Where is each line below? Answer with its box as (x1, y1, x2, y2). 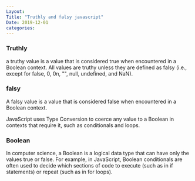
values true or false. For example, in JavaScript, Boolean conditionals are (6, 156, 183, 163)
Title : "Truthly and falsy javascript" (6, 14, 104, 20)
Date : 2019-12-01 (6, 19, 49, 25)
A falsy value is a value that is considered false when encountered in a (6, 98, 177, 105)
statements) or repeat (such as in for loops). (6, 168, 113, 176)
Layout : (6, 8, 25, 15)
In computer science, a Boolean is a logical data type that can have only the (6, 150, 190, 157)
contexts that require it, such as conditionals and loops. (6, 121, 140, 129)
